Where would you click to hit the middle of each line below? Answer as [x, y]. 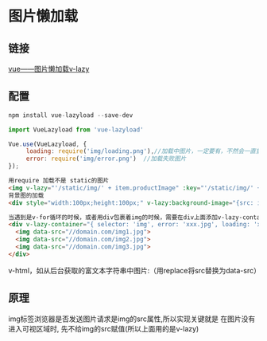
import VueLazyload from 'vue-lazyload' [76, 129]
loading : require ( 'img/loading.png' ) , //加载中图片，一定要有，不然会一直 [141, 151]
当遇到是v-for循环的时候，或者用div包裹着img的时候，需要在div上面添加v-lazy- [126, 217]
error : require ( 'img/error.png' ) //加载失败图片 [106, 159]
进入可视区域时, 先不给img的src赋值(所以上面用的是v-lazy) [104, 328]
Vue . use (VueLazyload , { [48, 144]
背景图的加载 [26, 195]
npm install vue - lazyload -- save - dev [71, 115]
